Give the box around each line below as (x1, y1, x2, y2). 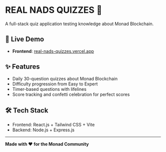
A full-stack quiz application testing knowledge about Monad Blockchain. (5, 21, 154, 27)
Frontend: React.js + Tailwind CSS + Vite (12, 122, 95, 128)
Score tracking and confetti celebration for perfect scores (12, 91, 130, 97)
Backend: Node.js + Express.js (12, 127, 75, 133)
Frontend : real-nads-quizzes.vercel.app (12, 48, 94, 54)
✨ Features (5, 63, 40, 71)
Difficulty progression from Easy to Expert (12, 81, 98, 87)
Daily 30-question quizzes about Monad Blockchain (12, 76, 118, 81)
